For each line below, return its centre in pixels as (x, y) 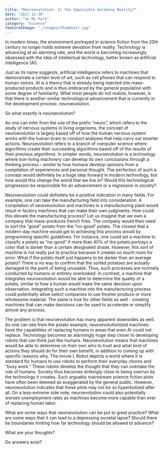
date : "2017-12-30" (25, 14)
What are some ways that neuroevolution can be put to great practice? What (82, 413)
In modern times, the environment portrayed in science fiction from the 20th (82, 42)
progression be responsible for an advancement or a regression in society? (81, 185)
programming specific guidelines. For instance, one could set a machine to (80, 237)
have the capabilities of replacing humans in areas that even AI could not (78, 330)
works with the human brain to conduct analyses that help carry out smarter (82, 139)
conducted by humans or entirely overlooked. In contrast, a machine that (78, 273)
